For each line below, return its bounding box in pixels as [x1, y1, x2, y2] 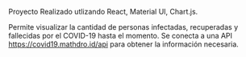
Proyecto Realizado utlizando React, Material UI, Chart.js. [8, 7, 198, 16]
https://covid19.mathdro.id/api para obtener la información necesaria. [8, 39, 240, 49]
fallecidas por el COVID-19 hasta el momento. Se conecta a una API [8, 31, 232, 40]
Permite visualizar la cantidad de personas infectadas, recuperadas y [8, 22, 239, 31]
